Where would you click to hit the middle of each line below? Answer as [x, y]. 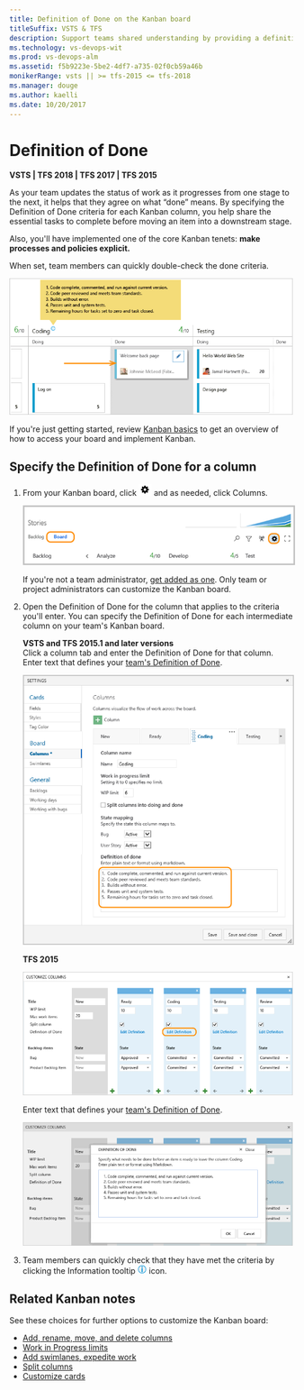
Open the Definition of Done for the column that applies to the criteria [151, 607]
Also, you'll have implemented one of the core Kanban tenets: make [135, 239]
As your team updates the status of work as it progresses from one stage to [149, 193]
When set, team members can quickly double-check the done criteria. [139, 266]
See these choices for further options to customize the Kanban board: [139, 1321]
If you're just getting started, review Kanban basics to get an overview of [144, 429]
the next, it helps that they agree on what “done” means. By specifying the [147, 202]
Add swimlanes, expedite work [79, 1358]
